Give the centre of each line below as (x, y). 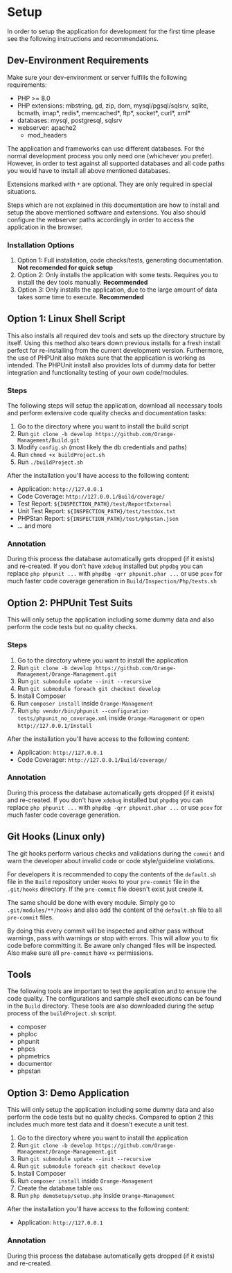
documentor (35, 1064)
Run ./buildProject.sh (50, 462)
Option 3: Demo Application (68, 1093)
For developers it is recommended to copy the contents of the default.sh (112, 874)
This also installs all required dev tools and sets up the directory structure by (116, 335)
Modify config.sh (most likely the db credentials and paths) (102, 447)
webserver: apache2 (47, 127)
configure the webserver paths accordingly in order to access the (101, 219)
